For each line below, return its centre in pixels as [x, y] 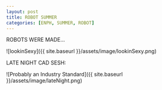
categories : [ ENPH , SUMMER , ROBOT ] [50, 23]
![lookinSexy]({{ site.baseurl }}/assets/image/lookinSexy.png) [81, 51]
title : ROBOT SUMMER [32, 17]
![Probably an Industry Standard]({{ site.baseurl [65, 75]
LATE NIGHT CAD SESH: [36, 63]
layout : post [22, 12]
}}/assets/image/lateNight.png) [44, 80]
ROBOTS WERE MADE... [36, 40]
